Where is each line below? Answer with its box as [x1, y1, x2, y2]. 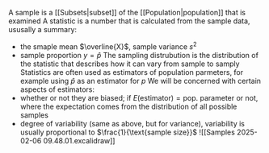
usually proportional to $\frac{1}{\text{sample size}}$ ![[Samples [19, 127, 236, 137]
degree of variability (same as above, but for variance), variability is [19, 118, 245, 128]
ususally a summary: [8, 25, 78, 34]
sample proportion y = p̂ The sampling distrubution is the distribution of [19, 50, 258, 60]
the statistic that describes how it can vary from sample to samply [19, 59, 240, 68]
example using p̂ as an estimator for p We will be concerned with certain [19, 76, 261, 85]
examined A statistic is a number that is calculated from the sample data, [8, 16, 250, 26]
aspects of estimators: [19, 85, 95, 94]
